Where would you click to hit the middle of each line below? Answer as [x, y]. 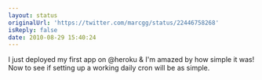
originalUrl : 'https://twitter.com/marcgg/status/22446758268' [114, 23]
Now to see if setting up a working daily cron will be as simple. [109, 68]
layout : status [33, 15]
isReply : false [33, 30]
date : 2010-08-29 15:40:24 [52, 37]
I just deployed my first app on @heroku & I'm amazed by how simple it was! [131, 60]
